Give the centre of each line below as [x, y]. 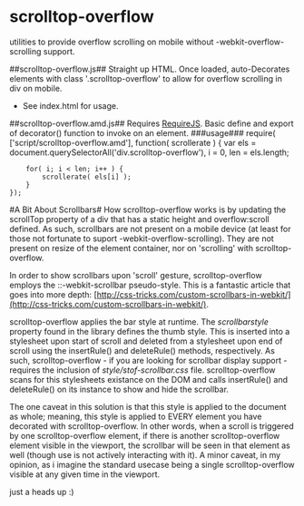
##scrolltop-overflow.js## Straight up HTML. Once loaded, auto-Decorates [150, 69]
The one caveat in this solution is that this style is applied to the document [148, 406]
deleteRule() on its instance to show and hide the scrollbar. [119, 389]
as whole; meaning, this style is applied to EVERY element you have [136, 416]
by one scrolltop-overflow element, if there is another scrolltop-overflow [145, 435]
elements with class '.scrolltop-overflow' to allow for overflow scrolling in [146, 78]
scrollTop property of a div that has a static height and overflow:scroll [139, 219]
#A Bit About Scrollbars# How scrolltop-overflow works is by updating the [148, 209]
